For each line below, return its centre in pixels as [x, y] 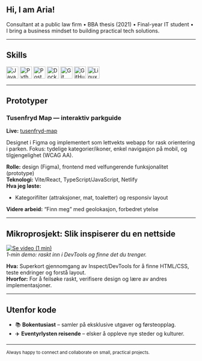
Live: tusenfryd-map [32, 131]
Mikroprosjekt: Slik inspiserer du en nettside [91, 234]
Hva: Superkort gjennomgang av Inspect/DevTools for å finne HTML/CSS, [98, 266]
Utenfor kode [32, 310]
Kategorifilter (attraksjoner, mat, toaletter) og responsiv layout [91, 198]
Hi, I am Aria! [31, 10]
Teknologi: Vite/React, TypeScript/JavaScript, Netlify [72, 180]
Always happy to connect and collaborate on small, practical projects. [78, 352]
